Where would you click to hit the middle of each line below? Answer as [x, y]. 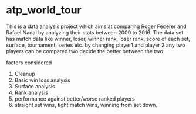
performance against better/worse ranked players [75, 99]
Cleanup [25, 74]
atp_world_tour [44, 10]
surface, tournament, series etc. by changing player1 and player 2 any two [96, 45]
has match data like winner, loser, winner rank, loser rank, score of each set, [98, 39]
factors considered [29, 63]
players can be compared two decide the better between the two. [85, 51]
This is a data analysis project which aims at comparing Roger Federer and [96, 26]
